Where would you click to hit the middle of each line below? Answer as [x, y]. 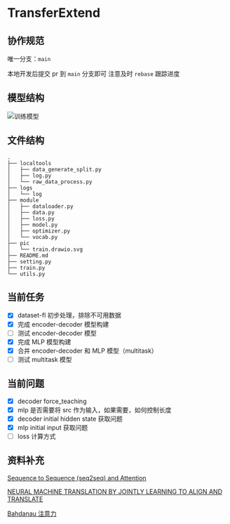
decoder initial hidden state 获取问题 [70, 419]
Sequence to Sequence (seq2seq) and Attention [77, 478]
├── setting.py [29, 261]
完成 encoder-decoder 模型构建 [63, 324]
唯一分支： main [29, 59]
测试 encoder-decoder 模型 [57, 333]
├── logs [20, 188]
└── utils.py [26, 274]
